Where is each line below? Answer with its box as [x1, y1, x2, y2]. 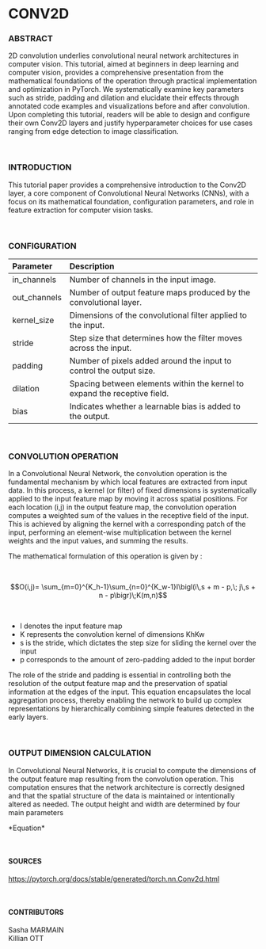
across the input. [69, 342, 132, 353]
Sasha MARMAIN [8, 925, 65, 935]
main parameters [8, 807, 64, 817]
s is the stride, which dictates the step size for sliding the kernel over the [19, 638, 257, 648]
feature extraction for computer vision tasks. [8, 205, 154, 215]
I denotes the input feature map [19, 621, 123, 631]
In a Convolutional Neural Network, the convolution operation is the [8, 469, 227, 478]
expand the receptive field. [69, 388, 169, 399]
